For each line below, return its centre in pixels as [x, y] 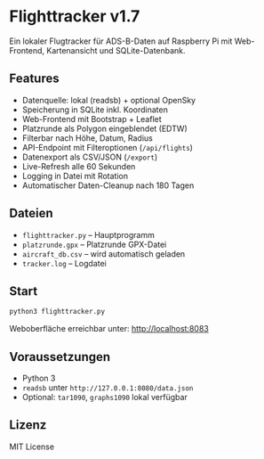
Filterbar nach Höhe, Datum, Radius [87, 138]
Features [34, 79]
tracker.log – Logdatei [64, 263]
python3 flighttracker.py [57, 312]
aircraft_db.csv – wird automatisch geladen [104, 254]
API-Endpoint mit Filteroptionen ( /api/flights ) [108, 147]
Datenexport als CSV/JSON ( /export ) [90, 157]
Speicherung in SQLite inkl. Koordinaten [95, 110]
